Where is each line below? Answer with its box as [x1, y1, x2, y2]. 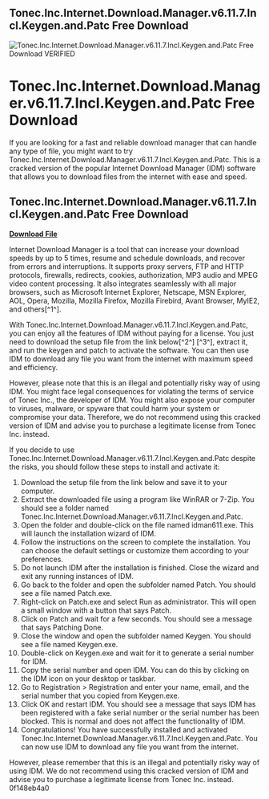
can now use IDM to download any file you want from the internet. [20, 742, 239, 752]
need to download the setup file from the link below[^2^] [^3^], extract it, [9, 336, 248, 346]
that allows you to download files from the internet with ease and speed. [9, 172, 247, 181]
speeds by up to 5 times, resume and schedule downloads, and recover [9, 253, 246, 263]
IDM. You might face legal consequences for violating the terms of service [9, 386, 255, 396]
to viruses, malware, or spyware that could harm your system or [9, 403, 220, 413]
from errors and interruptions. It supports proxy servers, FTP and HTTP [9, 261, 244, 271]
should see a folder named [20, 503, 110, 512]
